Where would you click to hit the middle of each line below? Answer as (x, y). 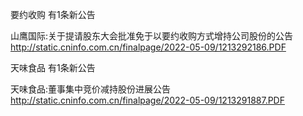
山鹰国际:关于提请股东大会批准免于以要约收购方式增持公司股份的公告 (152, 36)
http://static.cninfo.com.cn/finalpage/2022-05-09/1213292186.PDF (148, 47)
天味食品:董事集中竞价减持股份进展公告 (91, 89)
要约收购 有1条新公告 (53, 14)
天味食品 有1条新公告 (53, 67)
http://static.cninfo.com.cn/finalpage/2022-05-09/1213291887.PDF (147, 100)
